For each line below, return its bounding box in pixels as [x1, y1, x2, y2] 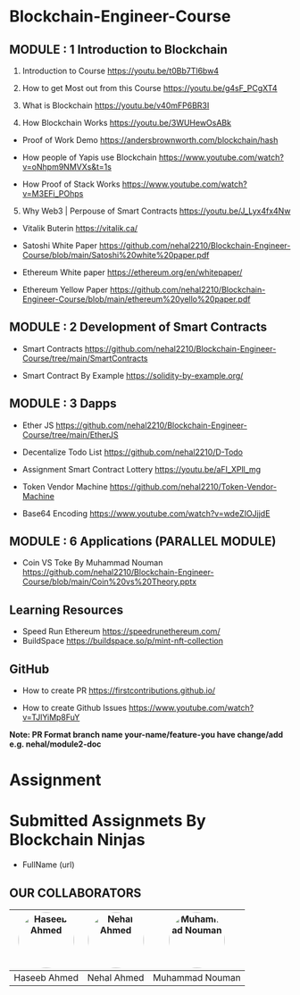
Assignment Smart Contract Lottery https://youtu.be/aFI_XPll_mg [21, 464, 262, 474]
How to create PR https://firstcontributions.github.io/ [21, 685, 216, 696]
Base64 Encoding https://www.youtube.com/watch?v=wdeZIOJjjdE [21, 507, 271, 519]
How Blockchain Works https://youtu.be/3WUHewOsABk [21, 118, 232, 128]
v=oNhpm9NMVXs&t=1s [21, 162, 112, 171]
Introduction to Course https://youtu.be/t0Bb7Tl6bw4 [21, 65, 220, 76]
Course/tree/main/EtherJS [21, 429, 119, 439]
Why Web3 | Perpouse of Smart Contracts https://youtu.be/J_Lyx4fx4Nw [21, 205, 291, 216]
